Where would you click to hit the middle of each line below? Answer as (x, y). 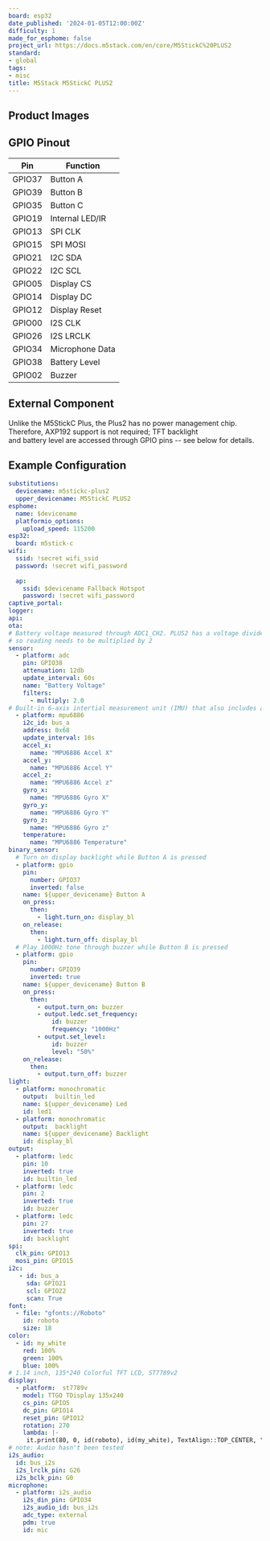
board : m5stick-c (45, 543)
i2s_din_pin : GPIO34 (57, 1500)
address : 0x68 (46, 731)
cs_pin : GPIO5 (46, 1403)
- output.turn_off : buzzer (82, 1074)
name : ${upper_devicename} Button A (84, 895)
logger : (21, 611)
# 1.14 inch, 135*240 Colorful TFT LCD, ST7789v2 (93, 1373)
